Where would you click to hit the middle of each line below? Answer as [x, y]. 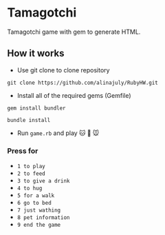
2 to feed [31, 174]
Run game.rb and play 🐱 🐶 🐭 [58, 133]
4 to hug [30, 188]
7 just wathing [39, 211]
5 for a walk [36, 196]
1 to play [31, 167]
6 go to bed [34, 203]
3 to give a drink [43, 181]
